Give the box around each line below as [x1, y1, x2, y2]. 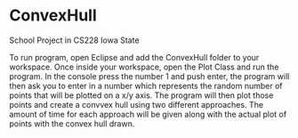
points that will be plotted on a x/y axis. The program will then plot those [9, 90, 274, 101]
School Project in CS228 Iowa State [9, 35, 140, 45]
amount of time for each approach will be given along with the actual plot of [9, 109, 287, 119]
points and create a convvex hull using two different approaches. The [9, 99, 264, 110]
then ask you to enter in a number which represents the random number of [9, 80, 283, 91]
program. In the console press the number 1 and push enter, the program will [9, 70, 290, 81]
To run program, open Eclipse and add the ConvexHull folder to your [9, 52, 260, 62]
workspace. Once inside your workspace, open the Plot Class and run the [9, 61, 279, 72]
